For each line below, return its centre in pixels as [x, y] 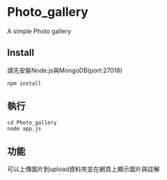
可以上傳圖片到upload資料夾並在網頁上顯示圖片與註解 [83, 169]
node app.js [24, 128]
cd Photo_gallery [32, 122]
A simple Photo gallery [39, 31]
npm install [24, 83]
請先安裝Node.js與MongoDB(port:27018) [65, 70]
